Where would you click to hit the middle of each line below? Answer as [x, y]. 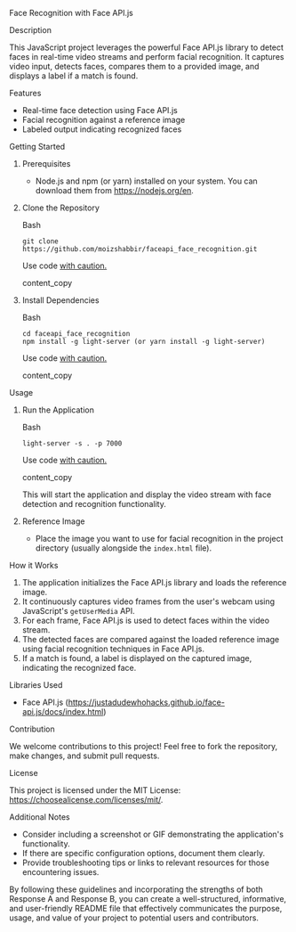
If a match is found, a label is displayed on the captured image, [137, 658]
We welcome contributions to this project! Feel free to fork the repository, [144, 746]
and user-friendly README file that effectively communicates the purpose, [146, 908]
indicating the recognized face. [79, 668]
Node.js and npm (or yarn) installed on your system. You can [146, 181]
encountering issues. [60, 872]
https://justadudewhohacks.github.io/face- [146, 702]
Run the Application [58, 410]
